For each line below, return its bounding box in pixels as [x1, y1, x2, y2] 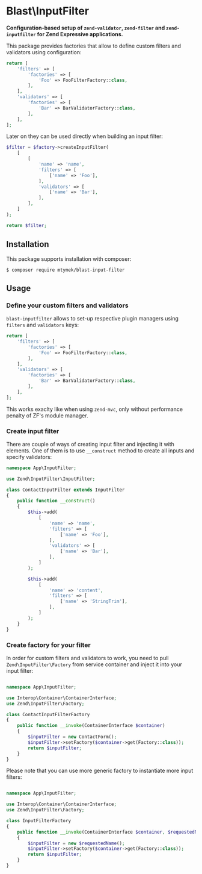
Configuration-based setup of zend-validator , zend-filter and [6, 24, 165, 31]
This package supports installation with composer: [6, 255, 132, 263]
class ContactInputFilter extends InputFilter [6, 487, 125, 493]
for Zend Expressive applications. [37, 30, 123, 37]
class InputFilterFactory [6, 818, 71, 824]
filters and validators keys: [6, 321, 79, 329]
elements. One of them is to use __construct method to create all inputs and [6, 447, 195, 454]
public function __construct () [17, 498, 96, 504]
